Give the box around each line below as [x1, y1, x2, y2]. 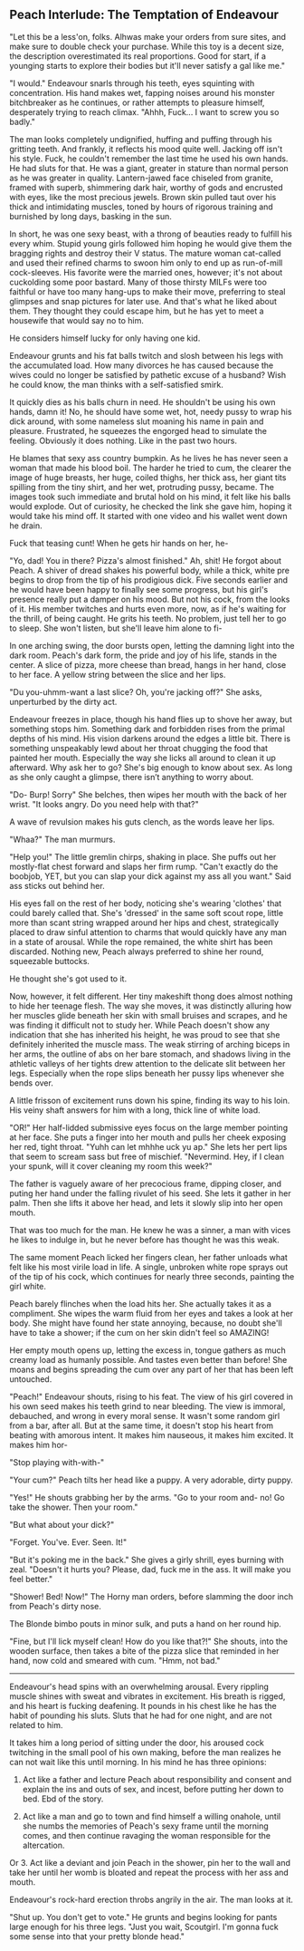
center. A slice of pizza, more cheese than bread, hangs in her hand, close [9, 659, 287, 670]
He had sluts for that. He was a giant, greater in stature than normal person [9, 162, 289, 173]
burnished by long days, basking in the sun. [9, 210, 172, 221]
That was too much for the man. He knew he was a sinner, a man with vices [9, 1224, 291, 1235]
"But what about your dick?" [9, 1519, 115, 1530]
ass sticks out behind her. [9, 880, 106, 891]
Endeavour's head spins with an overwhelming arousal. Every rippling [9, 1681, 270, 1692]
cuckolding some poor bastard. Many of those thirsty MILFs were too [9, 276, 267, 287]
